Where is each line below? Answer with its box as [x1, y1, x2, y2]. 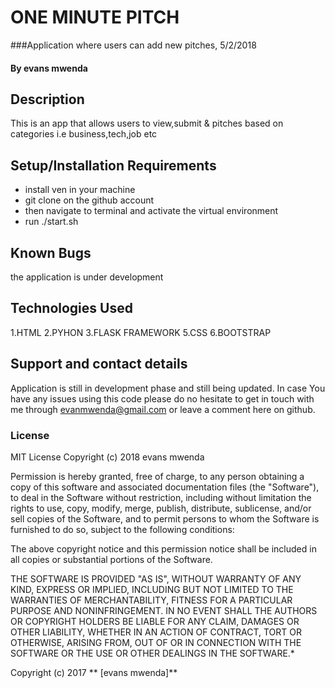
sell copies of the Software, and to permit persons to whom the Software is [10, 512, 320, 525]
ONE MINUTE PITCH [10, 6, 180, 29]
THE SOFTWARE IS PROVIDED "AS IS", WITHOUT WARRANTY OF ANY [10, 572, 302, 585]
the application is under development [10, 271, 164, 283]
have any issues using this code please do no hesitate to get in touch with [10, 392, 315, 405]
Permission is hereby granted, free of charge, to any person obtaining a [10, 470, 305, 482]
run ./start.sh [24, 216, 79, 228]
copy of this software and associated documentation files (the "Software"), [10, 481, 320, 493]
